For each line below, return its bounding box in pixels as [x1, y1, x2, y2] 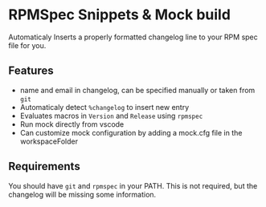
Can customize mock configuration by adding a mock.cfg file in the [19, 128, 243, 137]
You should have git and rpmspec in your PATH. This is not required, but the [8, 181, 258, 190]
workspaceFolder [19, 136, 79, 146]
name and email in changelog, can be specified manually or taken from [19, 85, 256, 95]
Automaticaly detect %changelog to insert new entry [19, 102, 190, 112]
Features [8, 64, 54, 78]
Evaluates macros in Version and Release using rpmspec [19, 111, 203, 120]
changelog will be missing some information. [8, 189, 157, 199]
